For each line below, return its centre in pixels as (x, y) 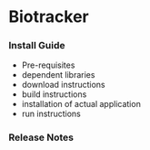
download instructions (63, 85)
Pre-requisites (48, 65)
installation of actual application (81, 104)
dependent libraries (58, 75)
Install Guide (37, 46)
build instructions (54, 94)
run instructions (51, 114)
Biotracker (49, 17)
